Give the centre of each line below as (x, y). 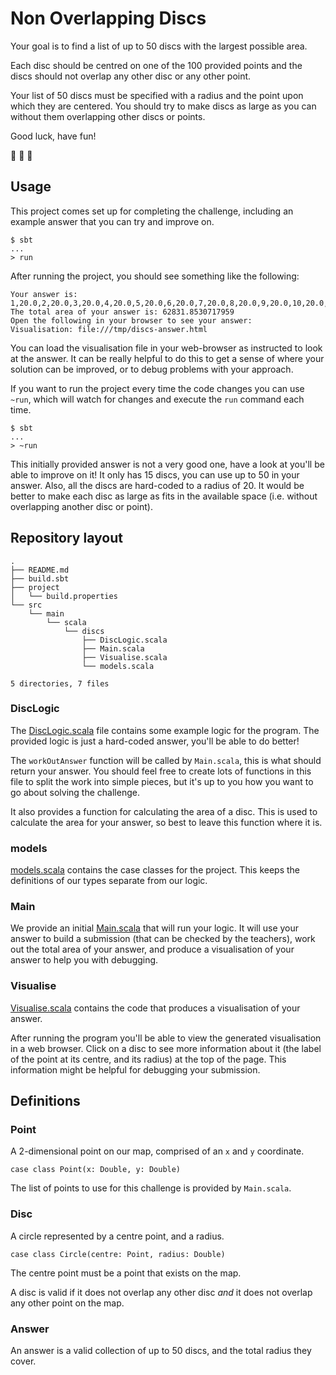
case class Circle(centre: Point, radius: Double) (118, 1254)
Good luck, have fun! (53, 136)
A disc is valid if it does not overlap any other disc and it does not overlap (161, 1292)
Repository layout (66, 538)
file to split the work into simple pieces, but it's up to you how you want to (162, 781)
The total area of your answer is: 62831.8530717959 (122, 312)
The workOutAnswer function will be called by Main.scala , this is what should (166, 760)
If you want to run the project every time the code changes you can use (157, 388)
